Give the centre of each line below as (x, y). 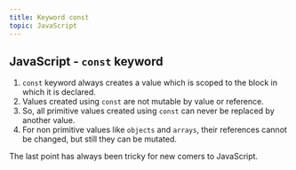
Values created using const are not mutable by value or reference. (143, 102)
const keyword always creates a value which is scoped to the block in (150, 83)
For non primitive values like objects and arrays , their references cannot (154, 130)
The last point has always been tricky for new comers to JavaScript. (134, 157)
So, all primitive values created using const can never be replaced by (148, 111)
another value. (48, 120)
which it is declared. (59, 92)
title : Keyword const (49, 17)
